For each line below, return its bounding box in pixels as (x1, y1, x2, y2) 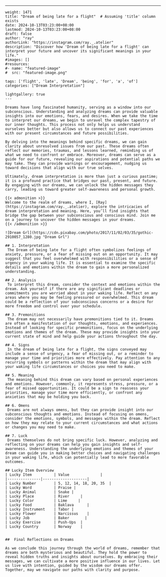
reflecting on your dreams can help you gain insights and (5, 442, 129, 447)
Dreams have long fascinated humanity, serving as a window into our (5, 105, 152, 110)
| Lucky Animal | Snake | (5, 490, 74, 495)
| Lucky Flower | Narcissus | (5, 511, 90, 516)
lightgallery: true (5, 92, 45, 97)
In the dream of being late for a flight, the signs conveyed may (7, 347, 147, 352)
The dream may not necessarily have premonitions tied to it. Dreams (7, 317, 154, 322)
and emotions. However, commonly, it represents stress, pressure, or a (5, 381, 158, 386)
